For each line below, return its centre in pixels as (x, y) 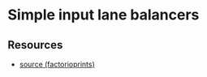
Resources (35, 45)
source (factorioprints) (57, 64)
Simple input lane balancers (103, 15)
